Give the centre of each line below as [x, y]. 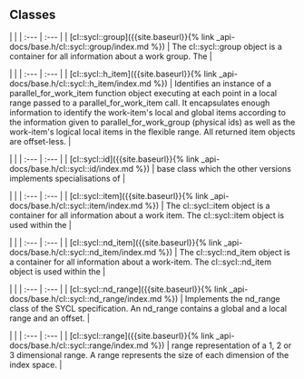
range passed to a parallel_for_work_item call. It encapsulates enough [140, 103]
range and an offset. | [50, 318]
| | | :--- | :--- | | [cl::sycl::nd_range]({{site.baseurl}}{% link [118, 289]
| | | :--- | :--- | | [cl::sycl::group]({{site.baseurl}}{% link [112, 36]
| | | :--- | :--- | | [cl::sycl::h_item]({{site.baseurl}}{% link [113, 74]
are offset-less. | [40, 141]
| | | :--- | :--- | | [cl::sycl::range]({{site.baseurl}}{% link [112, 335]
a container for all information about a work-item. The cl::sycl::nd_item [141, 262]
